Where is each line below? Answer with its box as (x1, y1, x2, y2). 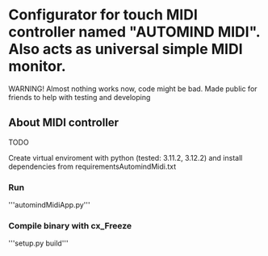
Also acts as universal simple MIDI (8, 40, 244, 58)
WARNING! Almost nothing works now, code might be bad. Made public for (8, 83, 258, 94)
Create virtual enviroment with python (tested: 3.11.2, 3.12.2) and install (8, 153, 243, 162)
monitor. (8, 57, 66, 76)
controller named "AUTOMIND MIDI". (8, 23, 261, 41)
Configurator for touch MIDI (8, 6, 198, 24)
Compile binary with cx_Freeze (8, 220, 132, 231)
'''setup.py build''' (8, 238, 69, 248)
